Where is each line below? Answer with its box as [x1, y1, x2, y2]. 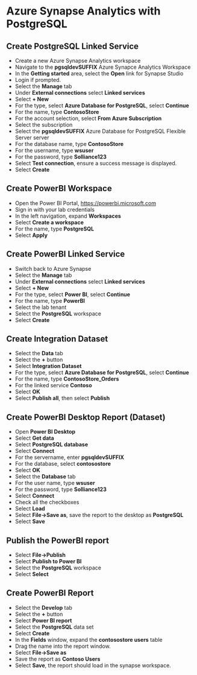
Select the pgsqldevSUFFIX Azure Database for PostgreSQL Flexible [14, 128, 186, 135]
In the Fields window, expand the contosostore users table [14, 636, 163, 643]
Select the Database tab [14, 473, 76, 480]
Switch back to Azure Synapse [14, 265, 92, 272]
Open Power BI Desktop [14, 428, 76, 436]
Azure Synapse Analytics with [6, 4, 161, 18]
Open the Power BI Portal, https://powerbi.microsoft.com [14, 199, 157, 206]
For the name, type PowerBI [14, 297, 86, 304]
